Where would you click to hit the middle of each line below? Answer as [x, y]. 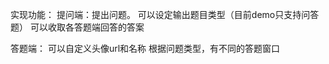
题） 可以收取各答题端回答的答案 [77, 27]
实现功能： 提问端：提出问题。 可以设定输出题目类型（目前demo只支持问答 [165, 14]
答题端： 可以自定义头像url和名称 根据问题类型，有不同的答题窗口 [145, 48]
